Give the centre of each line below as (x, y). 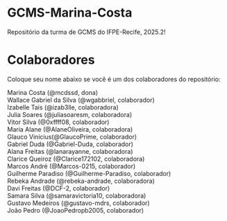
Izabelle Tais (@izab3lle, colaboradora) (63, 107)
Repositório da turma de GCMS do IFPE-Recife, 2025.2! (86, 32)
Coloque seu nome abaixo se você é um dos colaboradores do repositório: (114, 79)
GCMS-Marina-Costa (70, 13)
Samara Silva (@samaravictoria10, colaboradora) (77, 195)
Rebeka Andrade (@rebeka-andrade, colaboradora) (81, 181)
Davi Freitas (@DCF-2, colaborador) (59, 188)
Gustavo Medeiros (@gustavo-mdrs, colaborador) (79, 203)
